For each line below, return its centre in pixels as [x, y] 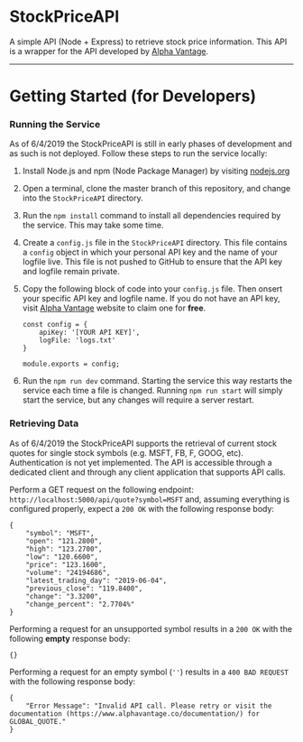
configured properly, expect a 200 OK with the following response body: [142, 508]
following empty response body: [70, 638]
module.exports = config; [71, 364]
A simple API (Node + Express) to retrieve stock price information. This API [148, 42]
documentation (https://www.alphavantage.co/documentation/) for [134, 714]
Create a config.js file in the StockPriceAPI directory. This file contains [155, 243]
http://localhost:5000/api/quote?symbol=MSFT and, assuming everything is [150, 499]
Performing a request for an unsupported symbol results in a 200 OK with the [151, 628]
